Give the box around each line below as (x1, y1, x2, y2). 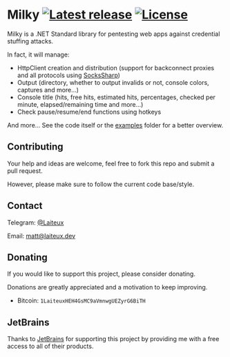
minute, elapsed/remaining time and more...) (17, 100, 144, 108)
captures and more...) (17, 85, 79, 94)
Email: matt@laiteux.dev (7, 232, 76, 240)
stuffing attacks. (7, 37, 54, 45)
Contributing (7, 141, 64, 153)
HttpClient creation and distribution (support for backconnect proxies (17, 63, 215, 72)
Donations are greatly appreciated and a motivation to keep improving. (7, 283, 208, 292)
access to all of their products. (7, 342, 94, 351)
